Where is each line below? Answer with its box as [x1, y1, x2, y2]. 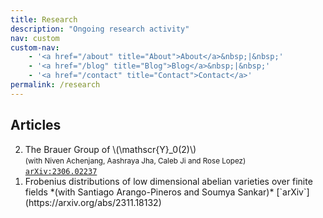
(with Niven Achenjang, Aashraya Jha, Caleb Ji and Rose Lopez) [24, 156, 247, 166]
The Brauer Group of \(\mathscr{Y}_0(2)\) [24, 143, 197, 155]
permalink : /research [10, 80, 101, 90]
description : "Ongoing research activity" [10, 24, 190, 34]
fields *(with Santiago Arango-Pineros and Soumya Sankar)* [24, 186, 275, 198]
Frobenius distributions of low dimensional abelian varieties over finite [24, 175, 313, 187]
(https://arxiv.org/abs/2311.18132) [24, 196, 162, 208]
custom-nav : [10, 42, 60, 53]
